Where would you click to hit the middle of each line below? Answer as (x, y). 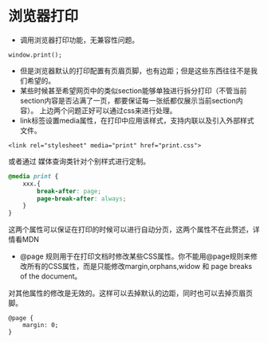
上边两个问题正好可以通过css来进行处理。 (108, 110)
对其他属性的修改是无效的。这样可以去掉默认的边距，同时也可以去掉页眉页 (130, 293)
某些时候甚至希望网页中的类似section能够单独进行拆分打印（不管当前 (133, 90)
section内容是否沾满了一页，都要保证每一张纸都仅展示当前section (128, 100)
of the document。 (51, 276)
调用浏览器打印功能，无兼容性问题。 (79, 40)
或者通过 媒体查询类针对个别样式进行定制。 (79, 161)
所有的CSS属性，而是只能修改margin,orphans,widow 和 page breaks (140, 267)
